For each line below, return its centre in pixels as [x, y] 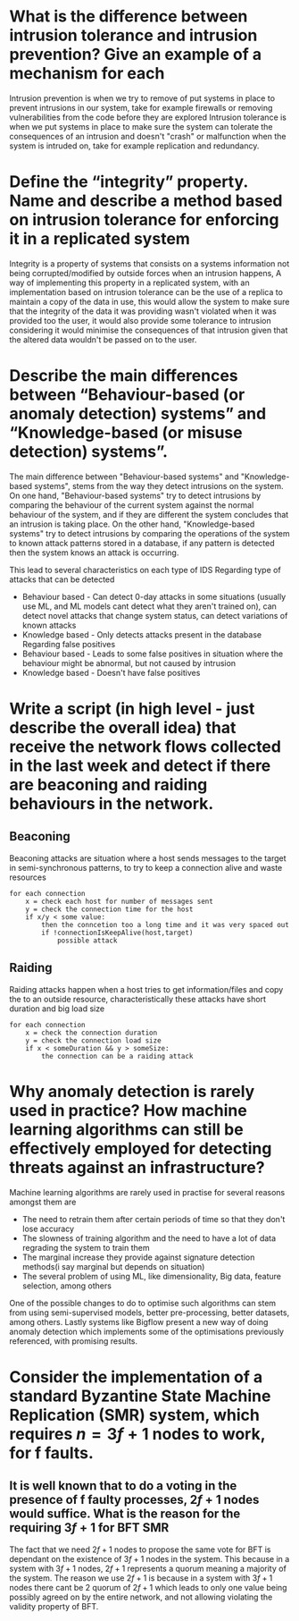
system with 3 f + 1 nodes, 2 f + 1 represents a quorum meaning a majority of [148, 1568]
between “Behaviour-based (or [127, 395]
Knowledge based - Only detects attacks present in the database [141, 634]
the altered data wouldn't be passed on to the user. [103, 339]
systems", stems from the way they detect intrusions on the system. [159, 485]
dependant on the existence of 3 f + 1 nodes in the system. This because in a [149, 1558]
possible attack [87, 941]
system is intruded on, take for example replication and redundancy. [134, 146]
